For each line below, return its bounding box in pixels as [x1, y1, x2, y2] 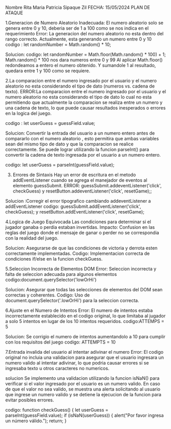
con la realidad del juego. [5, 235, 59, 241]
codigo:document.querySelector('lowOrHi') [5, 276, 97, 283]
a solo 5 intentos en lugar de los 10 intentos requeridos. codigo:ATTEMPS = [5, 318, 165, 324]
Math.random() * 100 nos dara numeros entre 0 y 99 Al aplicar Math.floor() [5, 57, 163, 63]
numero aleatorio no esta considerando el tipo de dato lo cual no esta [5, 94, 152, 100]
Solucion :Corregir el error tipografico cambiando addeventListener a [5, 198, 151, 204]
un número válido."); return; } [5, 418, 67, 424]
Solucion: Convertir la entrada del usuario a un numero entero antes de [5, 130, 155, 136]
